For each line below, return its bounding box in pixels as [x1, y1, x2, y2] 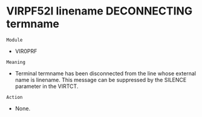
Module [6, 37, 23, 43]
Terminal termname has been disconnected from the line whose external [15, 69, 197, 77]
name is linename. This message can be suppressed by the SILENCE [15, 76, 187, 83]
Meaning [6, 59, 26, 65]
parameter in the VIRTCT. [15, 83, 79, 90]
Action [6, 94, 23, 100]
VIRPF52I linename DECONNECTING [6, 4, 192, 18]
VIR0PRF [15, 47, 37, 55]
